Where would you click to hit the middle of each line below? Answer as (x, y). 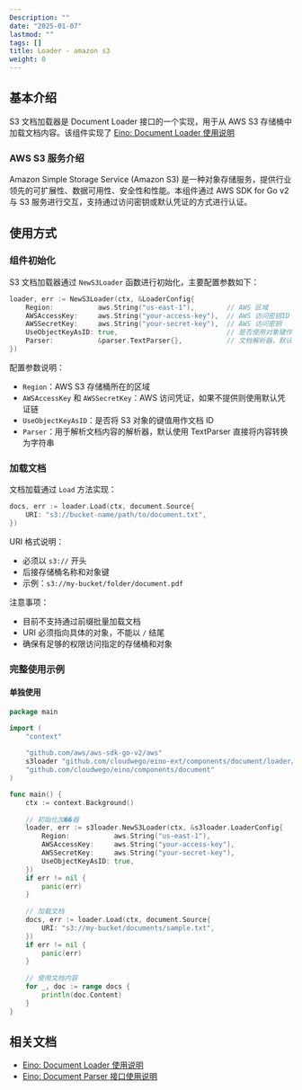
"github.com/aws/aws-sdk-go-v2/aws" (94, 753)
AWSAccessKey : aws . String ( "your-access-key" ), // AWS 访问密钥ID (158, 315)
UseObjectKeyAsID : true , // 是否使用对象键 (155, 332)
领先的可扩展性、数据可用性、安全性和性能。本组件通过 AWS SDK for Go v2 (149, 191)
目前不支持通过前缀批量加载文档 (81, 621)
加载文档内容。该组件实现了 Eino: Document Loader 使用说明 (122, 132)
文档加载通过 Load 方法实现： (63, 490)
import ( (26, 728)
